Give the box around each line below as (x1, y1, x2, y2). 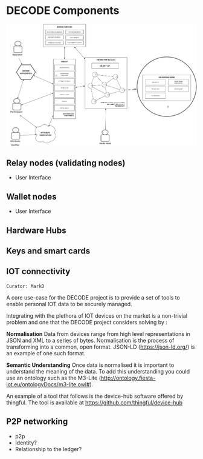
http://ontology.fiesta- (100, 374, 156, 381)
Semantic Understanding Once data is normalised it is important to (6, 361, 175, 369)
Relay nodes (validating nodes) (6, 158, 126, 169)
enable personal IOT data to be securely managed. (6, 300, 132, 307)
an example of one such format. (6, 349, 86, 357)
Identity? (14, 439, 37, 446)
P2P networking (6, 417, 68, 427)
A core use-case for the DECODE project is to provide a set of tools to (6, 293, 180, 301)
